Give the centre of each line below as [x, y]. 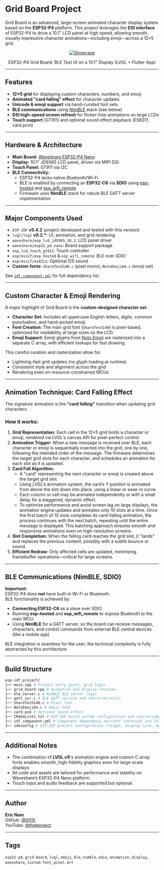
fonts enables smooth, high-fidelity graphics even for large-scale [77, 763]
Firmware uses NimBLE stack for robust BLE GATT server [77, 193]
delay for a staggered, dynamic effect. [58, 500]
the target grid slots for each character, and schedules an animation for [84, 458]
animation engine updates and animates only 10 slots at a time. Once [88, 510]
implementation [35, 198]
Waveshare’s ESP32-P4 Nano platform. [51, 778]
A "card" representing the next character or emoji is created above [86, 474]
